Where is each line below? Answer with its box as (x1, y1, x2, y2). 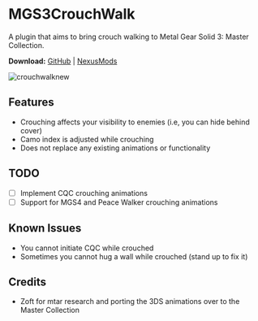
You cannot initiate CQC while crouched (19, 243, 154, 253)
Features (8, 95, 54, 110)
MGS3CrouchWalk (8, 5, 135, 24)
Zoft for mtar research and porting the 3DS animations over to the (19, 297, 240, 306)
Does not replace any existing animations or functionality (19, 143, 211, 153)
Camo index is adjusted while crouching (19, 134, 154, 144)
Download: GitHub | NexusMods (8, 56, 118, 66)
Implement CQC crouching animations (19, 188, 148, 197)
